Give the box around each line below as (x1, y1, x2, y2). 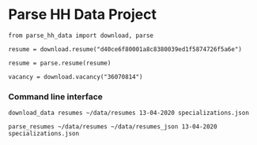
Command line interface (8, 91, 103, 102)
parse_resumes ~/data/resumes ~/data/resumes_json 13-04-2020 (8, 123, 217, 131)
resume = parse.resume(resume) (8, 59, 111, 67)
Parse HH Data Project (8, 6, 157, 24)
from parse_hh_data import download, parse (8, 32, 154, 39)
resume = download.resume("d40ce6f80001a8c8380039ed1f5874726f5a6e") (8, 45, 243, 53)
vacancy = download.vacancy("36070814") (8, 72, 144, 80)
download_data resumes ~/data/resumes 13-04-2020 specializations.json (8, 109, 249, 117)
